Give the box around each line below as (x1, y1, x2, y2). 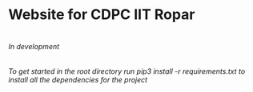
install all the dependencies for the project (8, 75, 148, 84)
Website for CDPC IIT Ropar (8, 6, 195, 24)
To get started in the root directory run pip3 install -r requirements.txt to (8, 66, 246, 76)
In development (8, 42, 60, 52)
